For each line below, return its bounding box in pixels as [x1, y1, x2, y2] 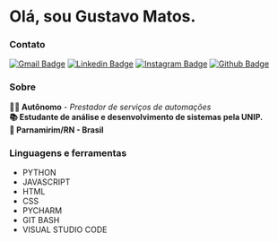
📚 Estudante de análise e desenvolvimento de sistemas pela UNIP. [9, 111, 263, 122]
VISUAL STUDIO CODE [22, 224, 108, 235]
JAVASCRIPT [22, 177, 71, 187]
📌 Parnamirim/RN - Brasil [9, 124, 104, 135]
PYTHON [22, 168, 56, 178]
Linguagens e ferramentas [9, 146, 127, 159]
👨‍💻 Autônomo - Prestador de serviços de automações [9, 101, 212, 112]
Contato [9, 39, 46, 51]
